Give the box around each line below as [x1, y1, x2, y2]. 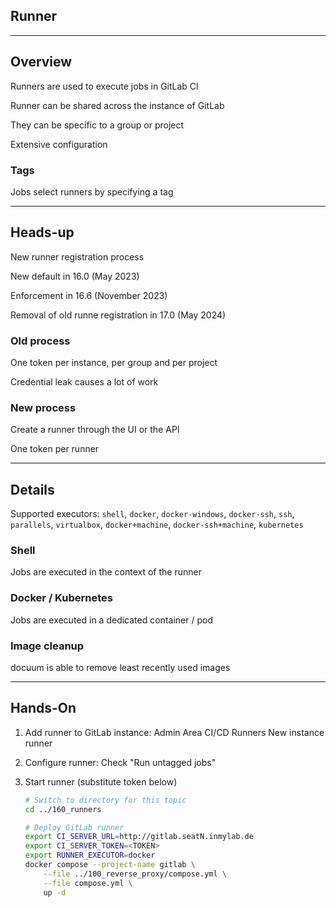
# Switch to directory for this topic [24, 795, 187, 805]
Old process [10, 334, 71, 348]
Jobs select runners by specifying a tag [10, 185, 174, 198]
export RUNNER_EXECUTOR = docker [24, 850, 156, 861]
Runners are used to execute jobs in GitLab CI [10, 80, 199, 92]
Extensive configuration [10, 138, 108, 150]
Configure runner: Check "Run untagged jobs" [24, 756, 217, 768]
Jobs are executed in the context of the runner [10, 566, 202, 578]
